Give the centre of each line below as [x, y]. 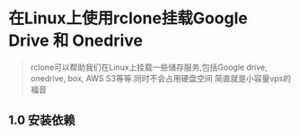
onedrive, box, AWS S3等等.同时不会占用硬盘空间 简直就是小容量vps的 [160, 78]
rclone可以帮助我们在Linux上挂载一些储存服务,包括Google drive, [149, 67]
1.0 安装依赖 [42, 120]
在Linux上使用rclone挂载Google [128, 18]
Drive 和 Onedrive [75, 41]
